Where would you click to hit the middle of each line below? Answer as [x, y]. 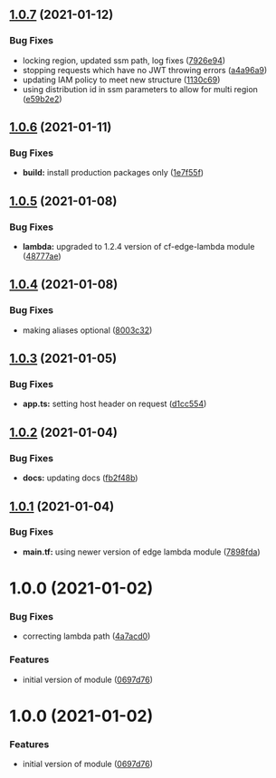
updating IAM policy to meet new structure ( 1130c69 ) [121, 80]
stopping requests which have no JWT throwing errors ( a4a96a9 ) [145, 70]
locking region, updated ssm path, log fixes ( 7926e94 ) [124, 60]
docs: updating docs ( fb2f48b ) [80, 478]
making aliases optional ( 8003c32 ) [87, 330]
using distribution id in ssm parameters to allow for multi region [140, 89]
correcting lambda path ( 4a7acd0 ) [86, 636]
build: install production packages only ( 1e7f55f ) [113, 173]
